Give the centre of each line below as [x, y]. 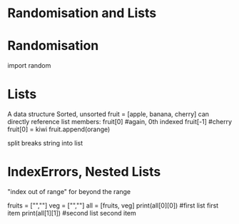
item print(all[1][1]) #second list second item [72, 213]
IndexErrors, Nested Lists [84, 172]
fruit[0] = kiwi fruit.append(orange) [59, 129]
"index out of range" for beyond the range [69, 192]
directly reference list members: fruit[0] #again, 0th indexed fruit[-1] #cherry [119, 122]
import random [29, 66]
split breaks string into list [45, 143]
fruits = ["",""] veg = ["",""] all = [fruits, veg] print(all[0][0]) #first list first [113, 205]
